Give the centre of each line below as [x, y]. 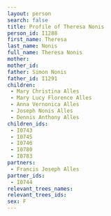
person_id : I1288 [32, 33]
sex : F [17, 202]
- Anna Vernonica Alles [45, 105]
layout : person [29, 14]
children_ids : [28, 124]
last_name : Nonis [32, 46]
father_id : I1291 [32, 78]
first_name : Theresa [37, 40]
